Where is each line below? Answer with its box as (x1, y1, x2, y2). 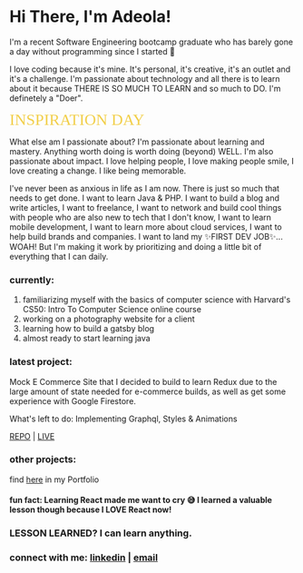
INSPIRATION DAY (9, 110, 145, 129)
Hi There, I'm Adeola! (9, 6, 172, 27)
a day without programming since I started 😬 (9, 45, 175, 56)
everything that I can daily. (9, 251, 109, 262)
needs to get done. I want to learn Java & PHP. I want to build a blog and (9, 193, 279, 203)
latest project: (9, 356, 73, 369)
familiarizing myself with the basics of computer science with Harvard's (22, 294, 291, 305)
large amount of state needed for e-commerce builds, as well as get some (9, 386, 287, 397)
